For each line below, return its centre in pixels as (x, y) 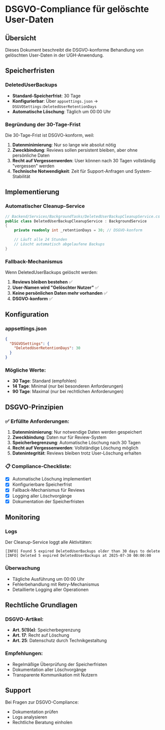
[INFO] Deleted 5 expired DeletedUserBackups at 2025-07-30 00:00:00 (78, 556)
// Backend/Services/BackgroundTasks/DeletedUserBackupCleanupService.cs (83, 216)
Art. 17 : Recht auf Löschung (41, 635)
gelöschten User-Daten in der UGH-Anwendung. (55, 55)
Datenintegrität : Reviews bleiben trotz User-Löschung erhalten (77, 453)
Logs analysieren (30, 717)
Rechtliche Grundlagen (41, 605)
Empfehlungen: (24, 654)
